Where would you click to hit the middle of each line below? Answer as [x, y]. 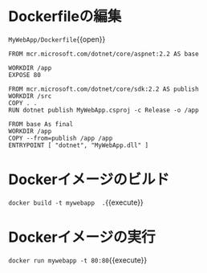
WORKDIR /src [30, 96]
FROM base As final [41, 124]
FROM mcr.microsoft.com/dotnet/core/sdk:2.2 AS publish [103, 89]
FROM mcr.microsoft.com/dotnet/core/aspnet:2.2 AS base [103, 54]
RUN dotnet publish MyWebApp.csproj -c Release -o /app [103, 110]
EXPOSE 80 [25, 75]
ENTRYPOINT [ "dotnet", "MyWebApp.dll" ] [79, 145]
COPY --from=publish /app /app [61, 138]
